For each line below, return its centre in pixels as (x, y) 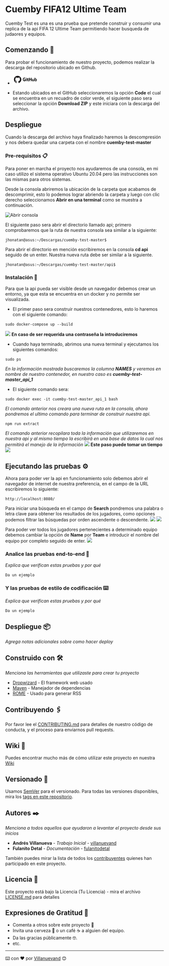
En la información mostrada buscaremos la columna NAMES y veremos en (83, 369)
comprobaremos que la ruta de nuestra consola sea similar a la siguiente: (81, 230)
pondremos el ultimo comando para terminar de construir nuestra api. (78, 414)
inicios (12, 833)
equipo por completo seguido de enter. (46, 541)
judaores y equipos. (26, 34)
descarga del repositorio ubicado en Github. (51, 67)
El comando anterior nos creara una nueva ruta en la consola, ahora (76, 408)
